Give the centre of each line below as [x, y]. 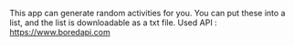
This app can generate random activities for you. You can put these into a [147, 13]
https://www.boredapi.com [60, 32]
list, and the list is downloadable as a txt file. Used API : [113, 23]
